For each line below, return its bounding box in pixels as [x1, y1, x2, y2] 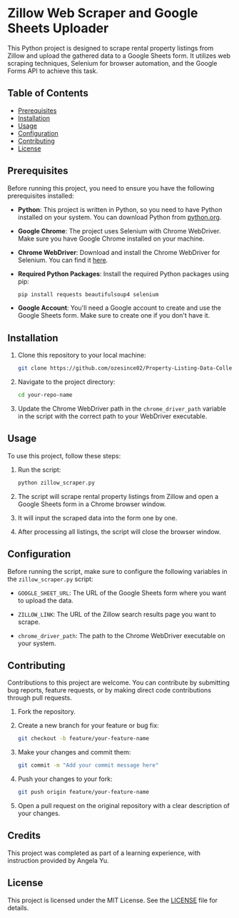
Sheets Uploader [7, 20, 109, 36]
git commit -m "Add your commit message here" [17, 762, 159, 769]
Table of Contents [7, 87, 89, 99]
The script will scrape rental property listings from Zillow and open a [17, 492, 219, 500]
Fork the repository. [17, 707, 76, 716]
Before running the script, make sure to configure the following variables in [7, 567, 228, 575]
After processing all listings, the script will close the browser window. [17, 527, 221, 536]
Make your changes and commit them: [17, 748, 131, 757]
